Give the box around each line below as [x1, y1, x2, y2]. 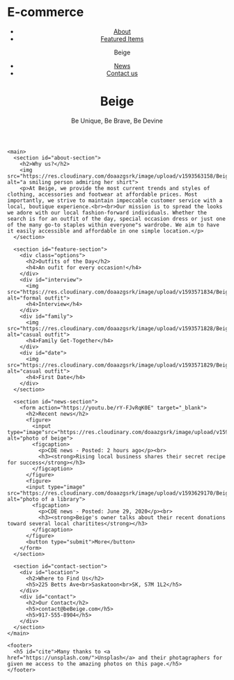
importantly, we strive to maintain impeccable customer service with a [7, 196, 223, 204]
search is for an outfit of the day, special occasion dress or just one [7, 215, 226, 222]
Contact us [107, 69, 138, 77]
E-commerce [7, 4, 84, 20]
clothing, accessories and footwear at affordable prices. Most [7, 191, 198, 198]
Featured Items [100, 34, 144, 42]
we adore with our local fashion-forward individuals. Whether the [7, 209, 208, 216]
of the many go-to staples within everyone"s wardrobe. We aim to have [7, 221, 219, 229]
